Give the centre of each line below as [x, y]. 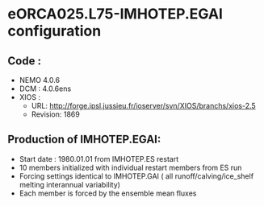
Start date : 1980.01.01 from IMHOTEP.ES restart [99, 159]
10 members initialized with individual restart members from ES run [130, 167]
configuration [54, 31]
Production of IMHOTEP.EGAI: [84, 140]
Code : [25, 61]
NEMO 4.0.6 [40, 80]
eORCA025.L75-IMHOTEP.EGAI [115, 14]
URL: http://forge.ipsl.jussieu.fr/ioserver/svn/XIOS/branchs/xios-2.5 [143, 106]
